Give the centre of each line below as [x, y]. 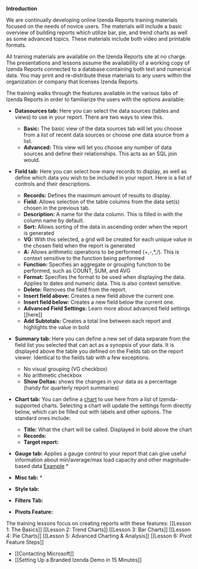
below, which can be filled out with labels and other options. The [93, 412]
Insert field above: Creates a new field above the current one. [99, 296]
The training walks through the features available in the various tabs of [92, 93]
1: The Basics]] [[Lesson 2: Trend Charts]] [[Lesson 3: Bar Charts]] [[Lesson [98, 529]
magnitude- [177, 460]
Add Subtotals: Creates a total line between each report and [97, 321]
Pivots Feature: [34, 512]
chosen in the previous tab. [57, 208]
